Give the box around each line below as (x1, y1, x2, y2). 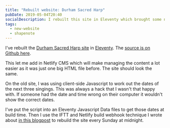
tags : (5, 21, 17, 27)
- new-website (10, 26, 39, 31)
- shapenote (10, 31, 35, 36)
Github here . (5, 50, 31, 56)
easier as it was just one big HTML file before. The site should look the (5, 65, 152, 71)
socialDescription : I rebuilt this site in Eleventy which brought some (5, 17, 162, 22)
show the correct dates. (5, 97, 55, 103)
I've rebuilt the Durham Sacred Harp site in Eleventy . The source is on (5, 45, 150, 51)
